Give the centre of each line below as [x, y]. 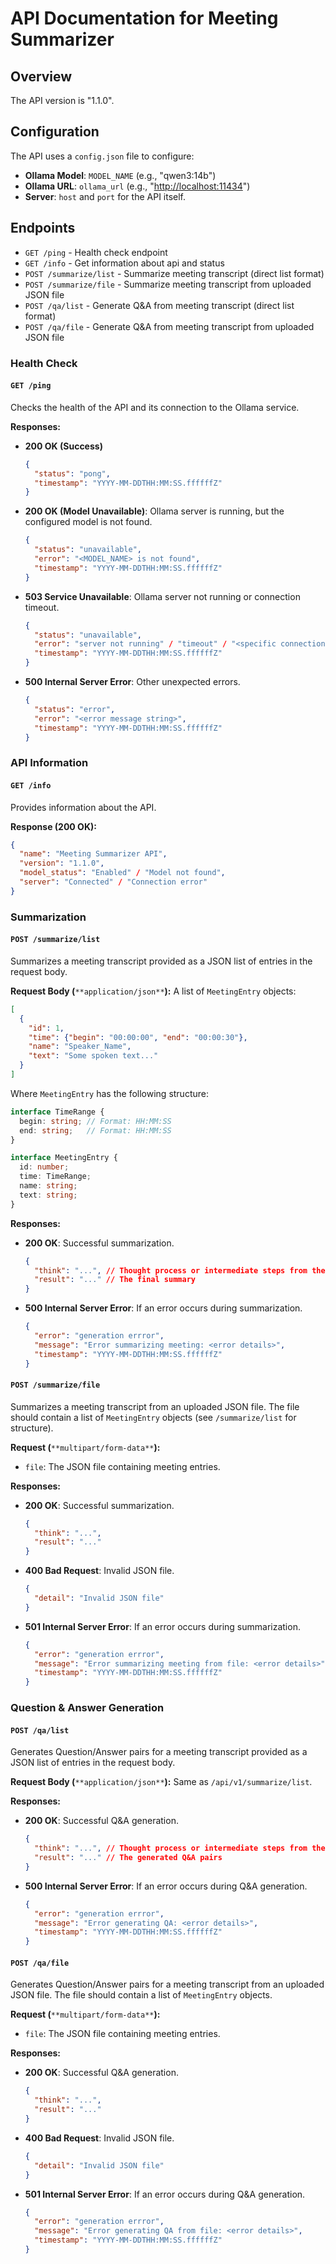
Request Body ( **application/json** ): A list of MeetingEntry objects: [153, 991]
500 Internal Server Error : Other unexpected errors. [132, 681]
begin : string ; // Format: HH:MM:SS [95, 1121]
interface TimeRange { [57, 1112]
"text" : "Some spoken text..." [93, 1056]
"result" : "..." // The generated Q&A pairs [128, 1858]
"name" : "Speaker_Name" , [80, 1047]
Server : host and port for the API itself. [105, 196]
